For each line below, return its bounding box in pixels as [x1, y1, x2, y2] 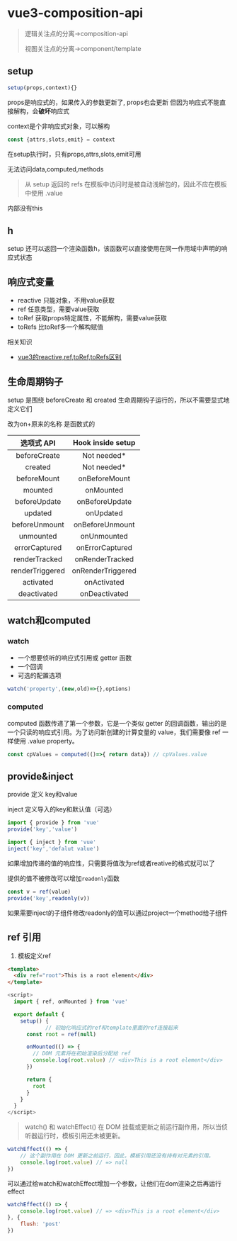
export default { [13, 1011, 65, 1018]
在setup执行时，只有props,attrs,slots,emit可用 [7, 150, 141, 158]
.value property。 [27, 736, 79, 745]
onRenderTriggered [71, 566, 137, 575]
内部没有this [7, 203, 43, 212]
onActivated [83, 577, 125, 587]
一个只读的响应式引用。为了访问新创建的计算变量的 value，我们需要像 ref [7, 728, 221, 736]
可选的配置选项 [17, 671, 62, 680]
